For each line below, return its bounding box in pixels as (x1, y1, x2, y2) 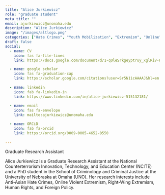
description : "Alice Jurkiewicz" (5, 26, 74, 31)
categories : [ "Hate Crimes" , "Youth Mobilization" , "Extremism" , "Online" (5, 35, 162, 40)
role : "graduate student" (5, 12, 58, 17)
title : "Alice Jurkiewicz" (5, 7, 60, 12)
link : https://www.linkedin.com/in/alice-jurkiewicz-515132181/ (14, 94, 148, 99)
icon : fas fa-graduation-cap (14, 71, 74, 77)
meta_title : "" (5, 16, 36, 21)
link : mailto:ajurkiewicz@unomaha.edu (14, 113, 93, 117)
